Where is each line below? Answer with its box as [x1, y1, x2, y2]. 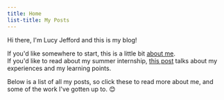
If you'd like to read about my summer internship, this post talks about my [7, 56, 217, 65]
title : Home [7, 10, 42, 17]
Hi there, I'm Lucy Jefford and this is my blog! [7, 35, 137, 44]
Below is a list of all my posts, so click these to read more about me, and [7, 77, 214, 85]
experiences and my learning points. [7, 64, 112, 72]
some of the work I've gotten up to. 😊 [7, 85, 116, 93]
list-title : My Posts [7, 17, 70, 24]
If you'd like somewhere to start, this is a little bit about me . [7, 49, 175, 58]
